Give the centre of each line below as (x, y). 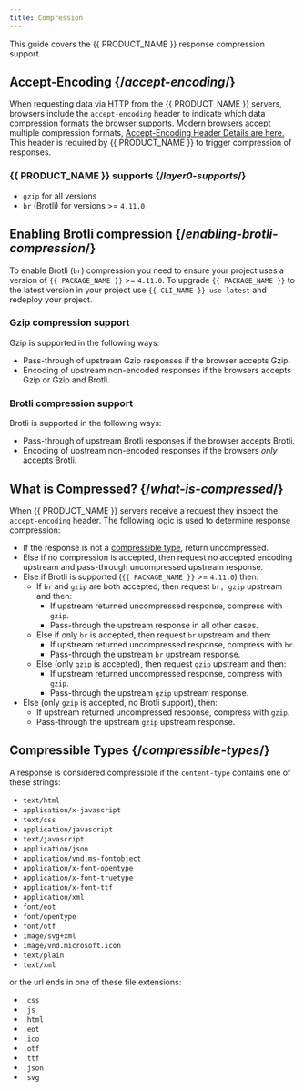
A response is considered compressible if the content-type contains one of (150, 772)
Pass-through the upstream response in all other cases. (154, 625)
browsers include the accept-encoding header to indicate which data (137, 114)
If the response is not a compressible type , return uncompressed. (146, 547)
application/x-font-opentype (78, 868)
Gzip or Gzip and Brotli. (66, 380)
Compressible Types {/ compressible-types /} (140, 751)
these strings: (35, 782)
